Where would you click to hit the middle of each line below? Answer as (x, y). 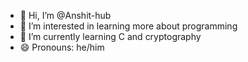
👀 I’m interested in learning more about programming (128, 26)
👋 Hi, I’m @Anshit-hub (65, 15)
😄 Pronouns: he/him (62, 47)
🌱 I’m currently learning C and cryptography (110, 36)
